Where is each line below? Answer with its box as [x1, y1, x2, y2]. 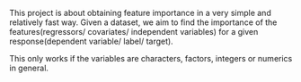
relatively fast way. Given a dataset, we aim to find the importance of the [9, 17, 278, 28]
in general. [9, 62, 49, 73]
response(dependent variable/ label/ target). [9, 36, 173, 46]
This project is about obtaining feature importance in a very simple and [9, 8, 271, 18]
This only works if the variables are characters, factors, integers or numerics [9, 53, 293, 63]
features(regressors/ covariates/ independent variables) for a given [9, 27, 259, 37]
